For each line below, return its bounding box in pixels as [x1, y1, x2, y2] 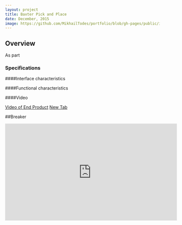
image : [5, 21, 19, 26]
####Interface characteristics [5, 76, 65, 82]
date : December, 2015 [5, 16, 50, 21]
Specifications [5, 64, 41, 71]
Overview [5, 39, 36, 47]
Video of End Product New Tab [5, 104, 68, 110]
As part [5, 52, 20, 58]
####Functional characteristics [5, 85, 69, 91]
